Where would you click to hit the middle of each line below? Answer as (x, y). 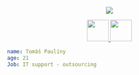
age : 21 (18, 58)
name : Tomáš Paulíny (36, 52)
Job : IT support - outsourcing (52, 64)
